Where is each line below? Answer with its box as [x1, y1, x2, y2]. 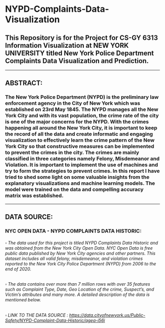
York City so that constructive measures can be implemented [5, 143, 155, 150]
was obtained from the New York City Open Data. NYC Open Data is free [5, 245, 153, 251]
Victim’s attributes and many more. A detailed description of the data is [5, 292, 150, 297]
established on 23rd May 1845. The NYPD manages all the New [5, 106, 159, 113]
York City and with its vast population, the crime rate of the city [5, 112, 159, 119]
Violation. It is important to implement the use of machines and [5, 162, 158, 168]
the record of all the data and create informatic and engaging [5, 131, 153, 137]
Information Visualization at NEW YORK [5, 41, 129, 50]
